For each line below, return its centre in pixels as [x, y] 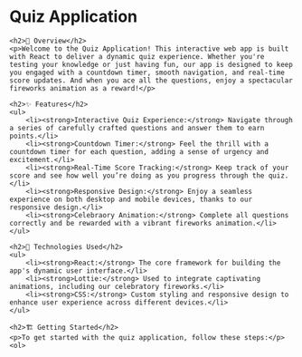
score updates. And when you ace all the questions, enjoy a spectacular [151, 80]
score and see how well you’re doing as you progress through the [137, 175]
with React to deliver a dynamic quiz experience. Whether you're [137, 56]
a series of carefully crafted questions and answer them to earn [137, 128]
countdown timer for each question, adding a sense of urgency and [139, 151]
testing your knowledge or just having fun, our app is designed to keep [151, 64]
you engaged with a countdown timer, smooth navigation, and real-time [147, 72]
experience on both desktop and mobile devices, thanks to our [131, 199]
